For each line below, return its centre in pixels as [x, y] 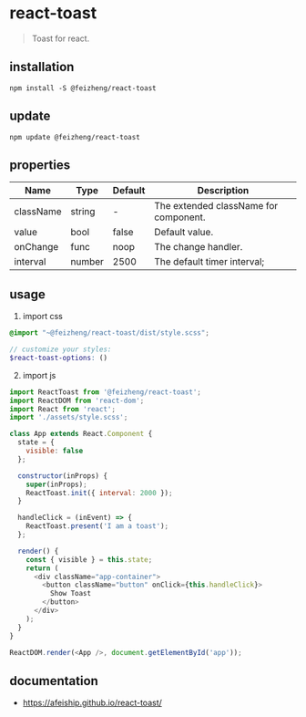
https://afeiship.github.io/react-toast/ [92, 703]
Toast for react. [61, 38]
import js [39, 375]
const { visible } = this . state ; [89, 559]
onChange [36, 247]
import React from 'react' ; [63, 409]
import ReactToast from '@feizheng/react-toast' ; [106, 392]
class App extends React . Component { [81, 434]
